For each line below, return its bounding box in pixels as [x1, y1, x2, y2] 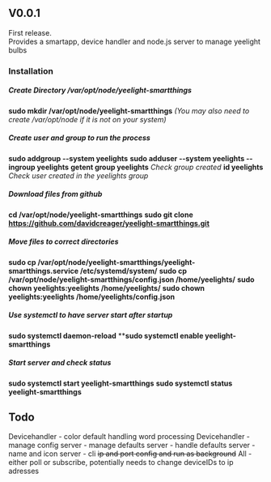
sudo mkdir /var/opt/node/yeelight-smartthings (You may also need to [8, 105, 250, 116]
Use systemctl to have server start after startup [8, 310, 173, 320]
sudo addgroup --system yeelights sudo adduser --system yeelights [8, 153, 245, 163]
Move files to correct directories [8, 237, 119, 246]
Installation [8, 65, 54, 76]
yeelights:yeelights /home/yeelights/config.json [8, 292, 176, 301]
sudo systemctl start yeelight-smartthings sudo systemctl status [8, 378, 233, 388]
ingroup [8, 162, 36, 172]
